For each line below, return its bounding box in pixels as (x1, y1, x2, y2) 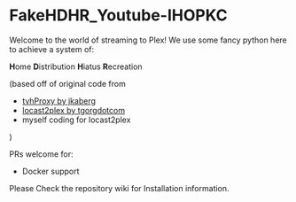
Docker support (21, 166, 80, 176)
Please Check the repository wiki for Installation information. (9, 183, 230, 193)
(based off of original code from (9, 78, 126, 89)
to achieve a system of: (9, 43, 95, 54)
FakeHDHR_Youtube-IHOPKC (9, 5, 228, 26)
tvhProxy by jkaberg (21, 95, 96, 106)
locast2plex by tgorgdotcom (21, 105, 126, 115)
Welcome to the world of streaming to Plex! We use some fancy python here (9, 35, 288, 45)
